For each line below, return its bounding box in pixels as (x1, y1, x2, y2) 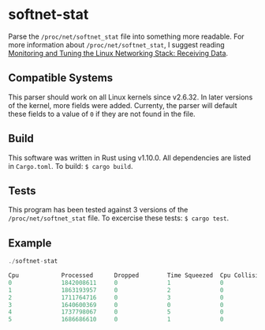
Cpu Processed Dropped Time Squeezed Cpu (8, 272, 231, 279)
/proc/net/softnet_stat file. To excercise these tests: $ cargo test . (8, 213, 230, 223)
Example (8, 236, 52, 249)
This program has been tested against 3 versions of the (8, 205, 188, 215)
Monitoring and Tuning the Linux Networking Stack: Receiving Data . (8, 48, 229, 58)
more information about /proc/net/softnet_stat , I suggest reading (8, 39, 225, 49)
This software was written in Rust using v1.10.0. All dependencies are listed (8, 152, 251, 163)
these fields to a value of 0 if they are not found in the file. (8, 109, 196, 118)
